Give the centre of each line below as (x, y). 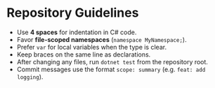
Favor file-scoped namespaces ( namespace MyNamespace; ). (102, 39)
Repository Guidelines (73, 13)
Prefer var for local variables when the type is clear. (91, 47)
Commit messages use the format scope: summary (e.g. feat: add (111, 69)
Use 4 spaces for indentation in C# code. (77, 32)
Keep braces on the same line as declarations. (84, 54)
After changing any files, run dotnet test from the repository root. (112, 61)
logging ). (30, 76)
